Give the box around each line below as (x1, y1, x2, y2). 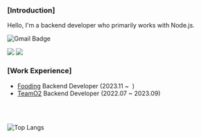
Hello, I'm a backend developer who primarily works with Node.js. (7, 21, 195, 30)
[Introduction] (7, 6, 55, 15)
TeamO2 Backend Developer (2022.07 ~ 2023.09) (17, 89, 161, 97)
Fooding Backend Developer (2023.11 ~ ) (17, 81, 135, 90)
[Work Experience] (7, 66, 72, 76)
